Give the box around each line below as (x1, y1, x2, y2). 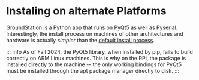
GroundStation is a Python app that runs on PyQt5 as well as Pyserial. (6, 24, 178, 31)
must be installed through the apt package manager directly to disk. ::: (6, 67, 180, 74)
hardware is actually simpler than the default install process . (6, 36, 155, 44)
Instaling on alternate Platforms (6, 4, 167, 18)
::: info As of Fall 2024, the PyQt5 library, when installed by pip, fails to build (6, 48, 194, 55)
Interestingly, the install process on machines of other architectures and (6, 30, 184, 37)
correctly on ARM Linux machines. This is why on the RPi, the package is (6, 54, 186, 61)
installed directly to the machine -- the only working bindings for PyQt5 (6, 61, 182, 68)
